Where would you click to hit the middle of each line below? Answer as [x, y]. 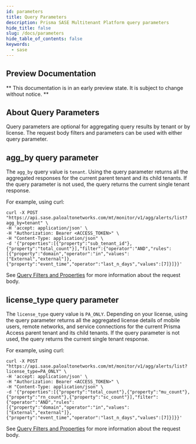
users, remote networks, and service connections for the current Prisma [93, 326]
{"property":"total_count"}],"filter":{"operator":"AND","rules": [89, 249]
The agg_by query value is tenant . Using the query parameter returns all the [97, 172]
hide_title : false [28, 28]
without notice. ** [27, 94]
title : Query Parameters [36, 17]
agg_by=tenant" [25, 223]
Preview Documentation [51, 74]
